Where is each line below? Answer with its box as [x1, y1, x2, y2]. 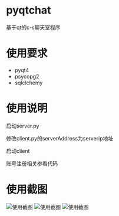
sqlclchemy [14, 79, 43, 86]
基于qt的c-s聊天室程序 [6, 24, 61, 31]
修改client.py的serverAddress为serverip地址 [6, 135, 114, 142]
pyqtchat [6, 4, 51, 17]
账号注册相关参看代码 [6, 160, 58, 167]
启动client [6, 147, 30, 154]
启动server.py [6, 122, 39, 129]
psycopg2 [14, 73, 39, 80]
